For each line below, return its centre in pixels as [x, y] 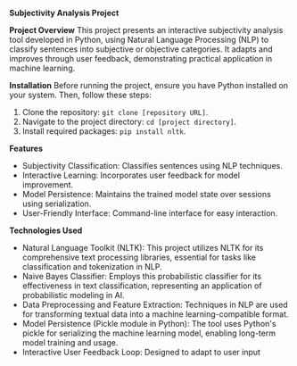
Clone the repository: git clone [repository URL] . [115, 112]
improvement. [48, 185]
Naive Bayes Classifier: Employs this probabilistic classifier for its [141, 276]
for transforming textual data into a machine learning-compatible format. [155, 314]
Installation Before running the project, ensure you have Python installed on [148, 85]
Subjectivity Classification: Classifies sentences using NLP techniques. [152, 166]
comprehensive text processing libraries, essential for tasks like [139, 257]
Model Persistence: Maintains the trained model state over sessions [147, 194]
